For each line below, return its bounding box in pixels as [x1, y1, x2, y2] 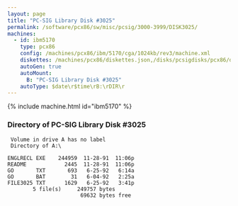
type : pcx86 [20, 43, 55, 50]
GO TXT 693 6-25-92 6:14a [7, 167, 135, 174]
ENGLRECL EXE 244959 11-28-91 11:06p [7, 154, 135, 161]
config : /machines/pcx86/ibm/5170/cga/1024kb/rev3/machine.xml [20, 50, 211, 57]
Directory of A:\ [10, 142, 62, 149]
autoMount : [20, 69, 52, 76]
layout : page [7, 10, 46, 18]
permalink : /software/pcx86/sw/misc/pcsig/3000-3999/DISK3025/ [7, 23, 198, 30]
